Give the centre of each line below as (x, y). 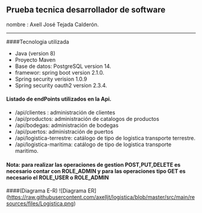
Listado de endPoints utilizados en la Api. (59, 99)
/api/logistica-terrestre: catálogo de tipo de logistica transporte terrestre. (105, 138)
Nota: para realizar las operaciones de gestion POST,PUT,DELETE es (93, 164)
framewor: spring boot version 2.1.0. (60, 72)
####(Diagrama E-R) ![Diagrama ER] (51, 191)
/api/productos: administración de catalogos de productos (87, 119)
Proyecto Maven (35, 60)
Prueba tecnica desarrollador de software (86, 10)
